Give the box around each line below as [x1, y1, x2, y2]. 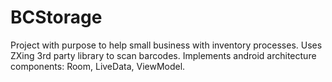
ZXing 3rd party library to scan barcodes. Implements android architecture [10, 49, 317, 61]
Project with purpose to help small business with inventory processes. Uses [10, 39, 323, 51]
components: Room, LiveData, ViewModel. [10, 60, 186, 72]
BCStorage [10, 6, 103, 29]
